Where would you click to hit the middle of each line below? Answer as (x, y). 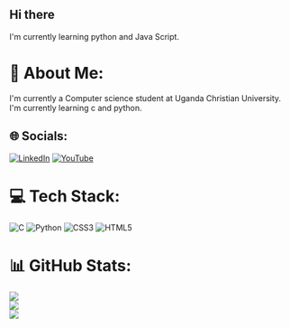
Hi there (32, 15)
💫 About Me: (57, 73)
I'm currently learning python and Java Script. (95, 36)
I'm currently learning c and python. (76, 108)
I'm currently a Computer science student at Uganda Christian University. (145, 98)
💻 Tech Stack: (65, 196)
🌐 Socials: (39, 136)
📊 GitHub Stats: (71, 265)
